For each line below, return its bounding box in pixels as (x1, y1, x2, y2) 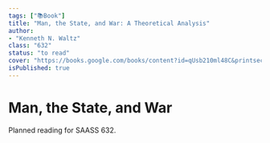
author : (8, 27, 35, 35)
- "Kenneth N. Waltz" (8, 34, 81, 43)
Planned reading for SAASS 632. (8, 125, 117, 135)
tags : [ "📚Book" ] (8, 11, 66, 20)
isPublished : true (8, 64, 70, 72)
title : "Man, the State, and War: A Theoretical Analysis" (8, 19, 211, 27)
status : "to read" (8, 49, 70, 57)
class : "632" (8, 42, 52, 50)
